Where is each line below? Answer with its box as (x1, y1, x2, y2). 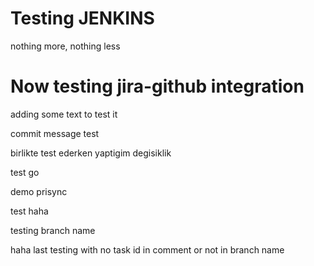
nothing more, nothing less (10, 40, 121, 52)
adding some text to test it (10, 108, 118, 120)
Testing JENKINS (10, 7, 155, 30)
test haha (10, 205, 49, 217)
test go (10, 166, 40, 178)
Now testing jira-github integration (10, 75, 305, 98)
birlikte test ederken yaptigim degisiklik (10, 147, 172, 159)
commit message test (10, 127, 100, 139)
